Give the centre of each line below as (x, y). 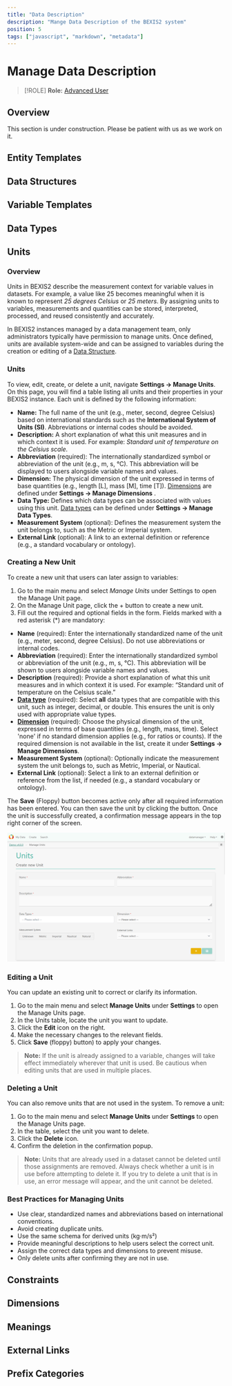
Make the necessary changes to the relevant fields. (90, 1034)
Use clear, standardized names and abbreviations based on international (120, 1214)
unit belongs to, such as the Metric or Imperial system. (95, 530)
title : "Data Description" (46, 15)
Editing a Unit (30, 977)
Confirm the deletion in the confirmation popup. (85, 1146)
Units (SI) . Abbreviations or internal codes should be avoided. (105, 427)
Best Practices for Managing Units (66, 1200)
